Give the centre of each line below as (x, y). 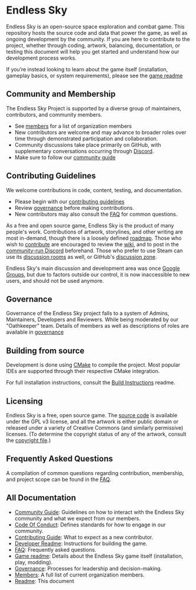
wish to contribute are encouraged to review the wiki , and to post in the (93, 244)
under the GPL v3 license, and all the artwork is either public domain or (92, 421)
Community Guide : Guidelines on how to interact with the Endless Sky (99, 512)
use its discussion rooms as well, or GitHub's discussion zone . (82, 256)
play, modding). (34, 562)
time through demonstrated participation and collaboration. (86, 139)
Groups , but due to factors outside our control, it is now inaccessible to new (98, 274)
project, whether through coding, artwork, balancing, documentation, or (93, 45)
